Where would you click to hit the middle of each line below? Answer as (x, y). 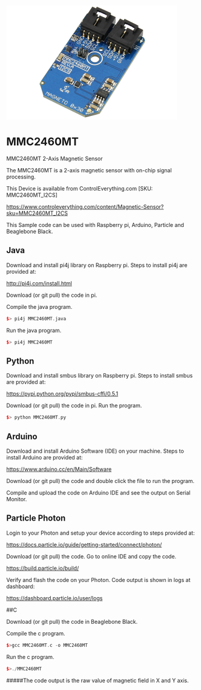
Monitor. (17, 499)
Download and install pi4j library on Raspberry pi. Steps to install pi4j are (97, 265)
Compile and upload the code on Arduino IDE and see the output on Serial (98, 493)
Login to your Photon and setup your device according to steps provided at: (100, 533)
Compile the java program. (39, 306)
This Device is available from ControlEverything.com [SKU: (80, 188)
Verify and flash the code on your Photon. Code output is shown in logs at (98, 580)
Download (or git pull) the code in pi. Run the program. (74, 405)
